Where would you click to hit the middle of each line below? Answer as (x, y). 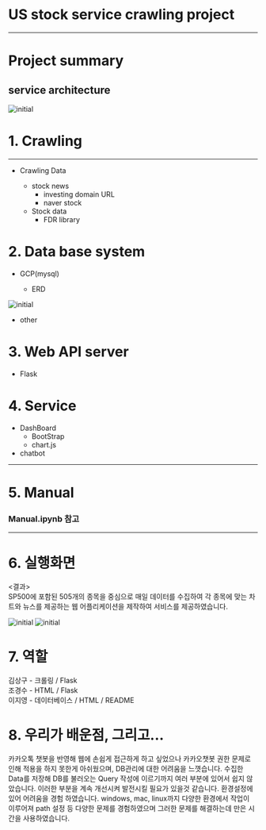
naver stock (63, 202)
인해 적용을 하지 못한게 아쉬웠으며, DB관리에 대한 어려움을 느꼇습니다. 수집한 (126, 768)
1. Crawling (46, 141)
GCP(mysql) (39, 273)
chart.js (44, 444)
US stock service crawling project (122, 15)
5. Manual (41, 492)
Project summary (66, 61)
